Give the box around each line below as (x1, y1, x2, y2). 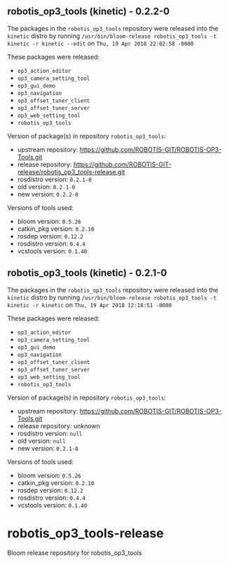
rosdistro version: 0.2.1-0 (17, 175, 92, 183)
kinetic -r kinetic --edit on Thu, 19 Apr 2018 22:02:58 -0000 (7, 38, 194, 48)
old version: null (17, 437, 67, 445)
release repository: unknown (17, 421, 100, 430)
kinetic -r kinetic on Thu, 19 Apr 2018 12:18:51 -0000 (7, 300, 172, 309)
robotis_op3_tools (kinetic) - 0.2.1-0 (7, 267, 167, 279)
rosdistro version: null (17, 429, 83, 437)
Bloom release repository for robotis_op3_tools (7, 549, 142, 557)
